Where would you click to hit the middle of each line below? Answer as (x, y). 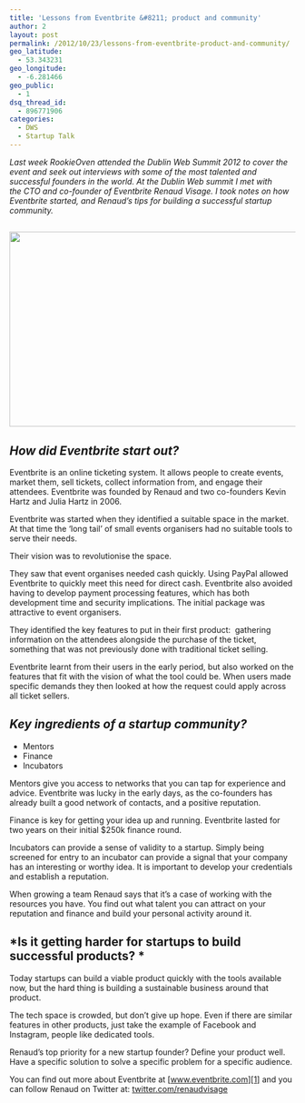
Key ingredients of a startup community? (128, 724)
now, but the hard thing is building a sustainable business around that (139, 988)
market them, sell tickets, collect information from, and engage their (136, 482)
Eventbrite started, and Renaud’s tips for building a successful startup (141, 200)
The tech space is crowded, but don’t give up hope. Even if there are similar (151, 1015)
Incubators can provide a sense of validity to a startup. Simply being (137, 847)
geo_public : (32, 85)
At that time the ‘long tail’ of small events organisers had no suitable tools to (151, 529)
